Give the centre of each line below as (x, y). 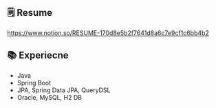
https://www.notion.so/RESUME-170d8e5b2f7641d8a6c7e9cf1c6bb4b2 (108, 33)
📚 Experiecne (38, 55)
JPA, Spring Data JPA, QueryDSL (64, 90)
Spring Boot (34, 83)
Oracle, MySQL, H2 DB (50, 97)
